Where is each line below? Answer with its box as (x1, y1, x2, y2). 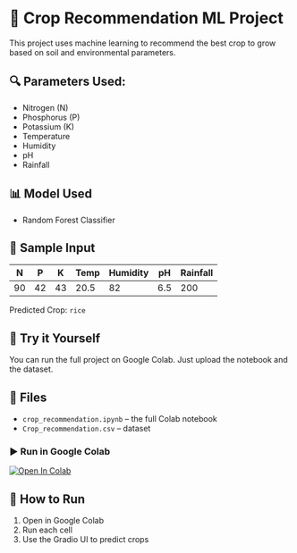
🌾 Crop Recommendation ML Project (9, 8, 284, 29)
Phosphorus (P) (21, 112, 81, 122)
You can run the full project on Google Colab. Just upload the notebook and (9, 355, 288, 365)
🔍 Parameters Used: (9, 74, 127, 89)
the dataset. (9, 364, 54, 374)
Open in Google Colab (21, 515, 105, 526)
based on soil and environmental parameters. (9, 46, 176, 57)
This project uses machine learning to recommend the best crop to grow (9, 38, 276, 48)
